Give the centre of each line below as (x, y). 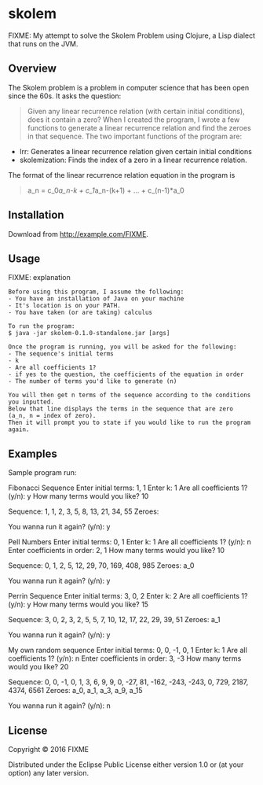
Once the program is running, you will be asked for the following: (122, 347)
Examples (33, 453)
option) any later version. (48, 773)
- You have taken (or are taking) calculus (80, 313)
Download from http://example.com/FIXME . (79, 234)
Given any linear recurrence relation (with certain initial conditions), (136, 111)
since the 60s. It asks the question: (65, 96)
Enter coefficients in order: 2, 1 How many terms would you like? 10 (117, 551)
